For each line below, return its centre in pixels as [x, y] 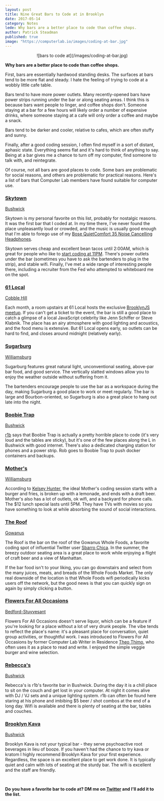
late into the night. [23, 402]
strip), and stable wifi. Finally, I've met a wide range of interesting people [78, 264]
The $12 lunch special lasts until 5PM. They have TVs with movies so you [79, 504]
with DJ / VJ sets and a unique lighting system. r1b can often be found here [81, 696]
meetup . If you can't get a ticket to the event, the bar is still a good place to [81, 313]
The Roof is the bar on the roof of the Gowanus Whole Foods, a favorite [77, 542]
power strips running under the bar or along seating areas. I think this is [77, 100]
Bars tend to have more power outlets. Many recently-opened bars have [78, 94]
